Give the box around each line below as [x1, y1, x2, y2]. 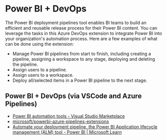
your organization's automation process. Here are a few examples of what [5, 36, 157, 42]
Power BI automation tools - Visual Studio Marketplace [12, 113, 125, 119]
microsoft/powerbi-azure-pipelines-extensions [12, 118, 109, 124]
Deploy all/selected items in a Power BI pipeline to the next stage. [12, 77, 147, 83]
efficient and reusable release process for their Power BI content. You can [5, 25, 157, 31]
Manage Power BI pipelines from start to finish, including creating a [12, 51, 151, 57]
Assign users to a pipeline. [12, 66, 67, 73]
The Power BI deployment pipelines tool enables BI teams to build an [5, 20, 146, 26]
